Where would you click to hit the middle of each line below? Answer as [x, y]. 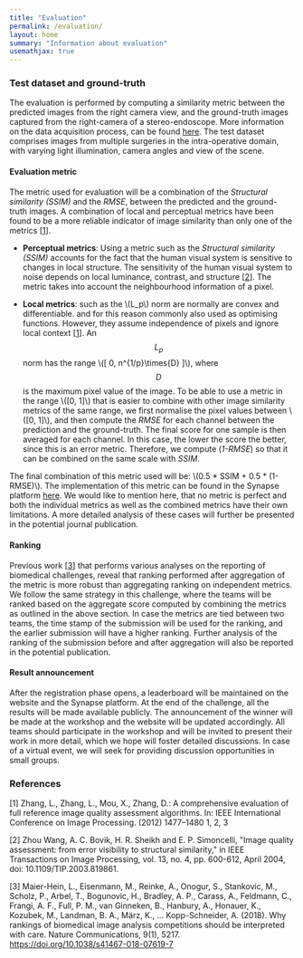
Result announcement [52, 673]
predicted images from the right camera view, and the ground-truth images [149, 112]
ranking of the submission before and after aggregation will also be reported [151, 642]
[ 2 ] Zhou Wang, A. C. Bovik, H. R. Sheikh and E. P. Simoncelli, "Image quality [151, 840]
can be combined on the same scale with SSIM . [111, 459]
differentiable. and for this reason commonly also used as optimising [150, 313]
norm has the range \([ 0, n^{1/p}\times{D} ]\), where [120, 363]
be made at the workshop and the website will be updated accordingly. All [147, 722]
